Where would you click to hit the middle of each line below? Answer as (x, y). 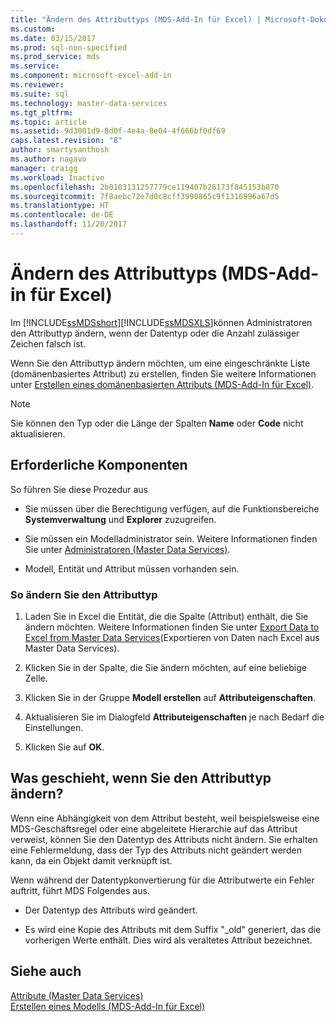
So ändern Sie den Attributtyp (84, 594)
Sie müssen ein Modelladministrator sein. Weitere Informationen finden (171, 538)
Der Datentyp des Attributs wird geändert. (111, 910)
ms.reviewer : (37, 85)
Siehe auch (46, 971)
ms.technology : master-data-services (89, 103)
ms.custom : (33, 29)
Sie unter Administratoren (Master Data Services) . (127, 549)
